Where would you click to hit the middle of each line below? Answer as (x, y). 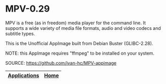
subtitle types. (20, 33)
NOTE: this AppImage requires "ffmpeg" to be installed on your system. (80, 53)
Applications (24, 75)
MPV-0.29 (27, 9)
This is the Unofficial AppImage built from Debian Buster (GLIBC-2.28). (79, 43)
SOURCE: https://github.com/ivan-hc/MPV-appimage (61, 63)
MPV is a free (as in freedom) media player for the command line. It (76, 23)
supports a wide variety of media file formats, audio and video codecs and (83, 28)
